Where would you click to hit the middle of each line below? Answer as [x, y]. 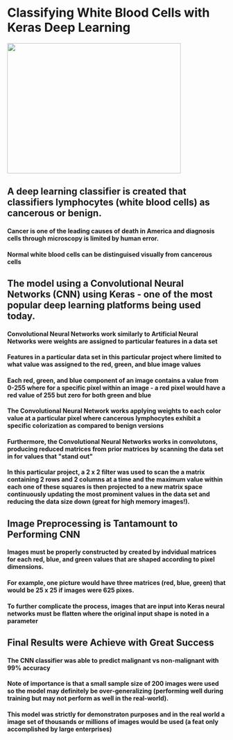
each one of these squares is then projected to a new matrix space [105, 487]
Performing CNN [44, 534]
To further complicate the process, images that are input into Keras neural [116, 606]
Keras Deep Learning [69, 27]
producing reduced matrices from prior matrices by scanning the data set [115, 449]
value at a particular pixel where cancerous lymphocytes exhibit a [104, 418]
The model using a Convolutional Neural [95, 283]
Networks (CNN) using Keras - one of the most [110, 294]
